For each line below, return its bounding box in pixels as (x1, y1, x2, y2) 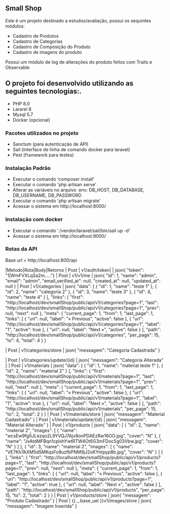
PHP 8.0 (12, 100, 30, 106)
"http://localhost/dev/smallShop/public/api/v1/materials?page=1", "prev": (5, 379, 157, 385)
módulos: (5, 23, 25, 29)
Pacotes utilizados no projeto (5, 129, 79, 136)
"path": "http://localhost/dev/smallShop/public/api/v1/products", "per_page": (5, 487, 165, 493)
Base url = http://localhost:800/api (5, 257, 77, 263)
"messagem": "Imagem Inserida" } (5, 503, 77, 509)
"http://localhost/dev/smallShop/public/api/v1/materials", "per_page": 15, (5, 406, 157, 412)
